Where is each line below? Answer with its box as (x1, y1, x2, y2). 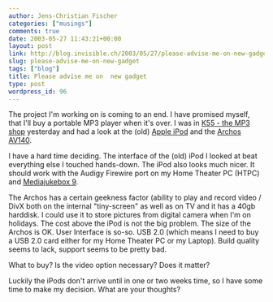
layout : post (8, 42, 53, 50)
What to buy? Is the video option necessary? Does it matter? (8, 261, 210, 270)
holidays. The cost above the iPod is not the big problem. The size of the (8, 218, 252, 228)
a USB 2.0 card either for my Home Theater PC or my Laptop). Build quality (8, 236, 260, 246)
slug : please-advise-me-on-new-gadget (8, 58, 140, 66)
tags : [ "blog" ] (8, 65, 60, 73)
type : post (8, 80, 45, 88)
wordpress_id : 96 (8, 87, 67, 96)
